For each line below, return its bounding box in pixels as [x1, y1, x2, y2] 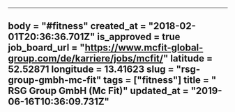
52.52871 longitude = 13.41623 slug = [8, 64, 174, 75]
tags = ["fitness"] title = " [103, 74, 217, 86]
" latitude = [162, 53, 213, 64]
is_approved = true [97, 31, 181, 43]
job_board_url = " [8, 42, 86, 54]
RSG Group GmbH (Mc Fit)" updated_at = [8, 85, 189, 97]
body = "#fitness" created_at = [8, 20, 147, 32]
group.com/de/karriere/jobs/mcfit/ [8, 53, 163, 64]
